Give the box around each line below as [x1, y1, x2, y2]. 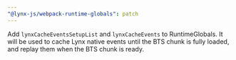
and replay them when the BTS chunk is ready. [7, 44, 145, 53]
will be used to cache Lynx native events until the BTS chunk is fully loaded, [7, 37, 230, 46]
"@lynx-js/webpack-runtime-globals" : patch [7, 10, 139, 18]
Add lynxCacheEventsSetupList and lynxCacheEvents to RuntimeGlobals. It [7, 30, 223, 38]
